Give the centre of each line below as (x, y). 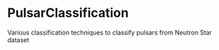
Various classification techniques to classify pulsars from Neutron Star (110, 32)
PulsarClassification (68, 13)
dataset (18, 39)
